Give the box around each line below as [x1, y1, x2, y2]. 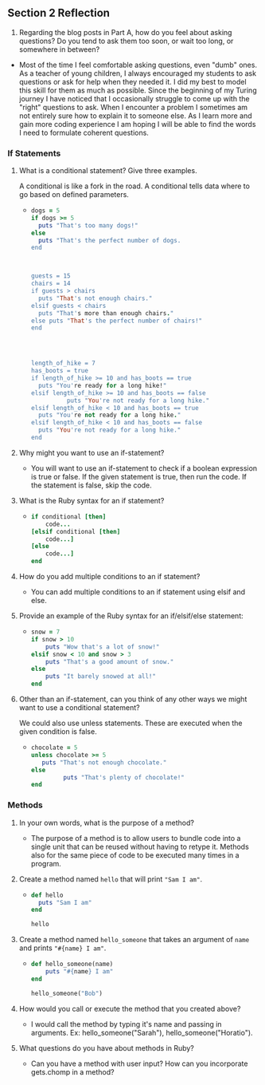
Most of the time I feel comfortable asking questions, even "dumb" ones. [18, 60, 258, 69]
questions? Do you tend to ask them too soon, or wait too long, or [18, 36, 234, 45]
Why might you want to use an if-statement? [18, 448, 165, 457]
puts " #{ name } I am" [45, 968, 114, 976]
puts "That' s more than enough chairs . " [37, 309, 174, 318]
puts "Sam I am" [37, 898, 92, 906]
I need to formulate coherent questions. [18, 128, 149, 137]
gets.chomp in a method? [30, 1067, 115, 1076]
